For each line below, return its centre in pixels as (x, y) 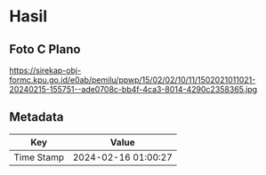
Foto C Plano (45, 49)
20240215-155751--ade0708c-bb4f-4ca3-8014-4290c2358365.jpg (133, 89)
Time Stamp (39, 157)
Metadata (36, 117)
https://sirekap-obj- (45, 70)
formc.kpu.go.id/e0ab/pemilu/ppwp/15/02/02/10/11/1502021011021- (133, 80)
